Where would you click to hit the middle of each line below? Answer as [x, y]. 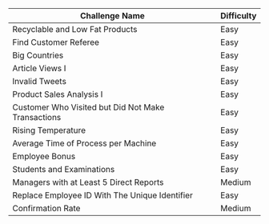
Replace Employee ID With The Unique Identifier [103, 195]
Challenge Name [112, 16]
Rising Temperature [49, 130]
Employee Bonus [44, 156]
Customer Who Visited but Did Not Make [88, 107]
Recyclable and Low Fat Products [75, 29]
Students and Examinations [64, 169]
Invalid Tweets [39, 81]
